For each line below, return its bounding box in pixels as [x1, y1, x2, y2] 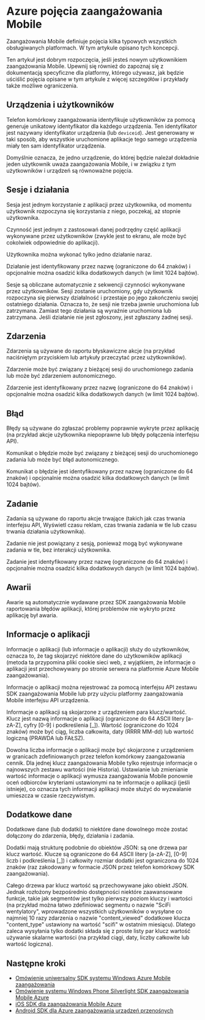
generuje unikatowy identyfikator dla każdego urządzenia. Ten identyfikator [6, 122, 198, 130]
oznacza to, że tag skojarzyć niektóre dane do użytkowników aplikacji [6, 652, 182, 659]
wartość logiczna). [6, 940, 53, 948]
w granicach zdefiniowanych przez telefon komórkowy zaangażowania [6, 752, 185, 760]
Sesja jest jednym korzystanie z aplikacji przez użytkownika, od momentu [6, 201, 192, 208]
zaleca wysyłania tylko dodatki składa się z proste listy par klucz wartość [6, 928, 191, 935]
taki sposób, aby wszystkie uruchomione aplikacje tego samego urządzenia [6, 135, 197, 143]
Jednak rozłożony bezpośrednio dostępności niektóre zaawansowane [6, 888, 182, 896]
